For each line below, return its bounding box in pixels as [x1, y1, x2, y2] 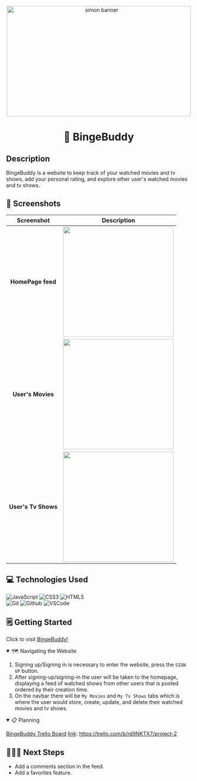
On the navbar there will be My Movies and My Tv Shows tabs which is [14, 692, 180, 699]
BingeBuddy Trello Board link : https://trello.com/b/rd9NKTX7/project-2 [6, 730, 178, 737]
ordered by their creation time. [14, 686, 89, 693]
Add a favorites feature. [14, 769, 72, 776]
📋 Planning [11, 717, 40, 724]
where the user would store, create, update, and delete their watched [14, 699, 183, 706]
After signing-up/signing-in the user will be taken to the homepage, [14, 673, 178, 681]
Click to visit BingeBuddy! [6, 636, 69, 643]
